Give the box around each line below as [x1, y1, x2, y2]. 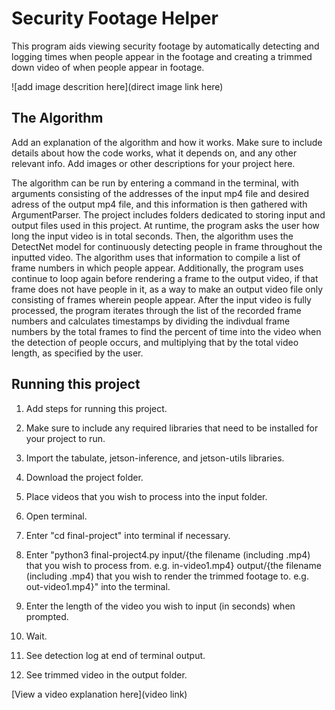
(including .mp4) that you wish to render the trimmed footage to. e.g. [25, 570, 309, 582]
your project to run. [25, 432, 106, 444]
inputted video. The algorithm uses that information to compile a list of [11, 251, 301, 263]
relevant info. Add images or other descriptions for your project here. [11, 157, 296, 169]
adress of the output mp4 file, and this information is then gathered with [11, 198, 308, 210]
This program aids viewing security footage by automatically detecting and [11, 40, 320, 52]
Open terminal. [25, 510, 88, 522]
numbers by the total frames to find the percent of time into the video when [11, 325, 322, 337]
